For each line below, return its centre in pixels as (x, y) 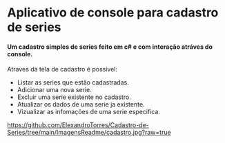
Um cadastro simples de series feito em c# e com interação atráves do (110, 47)
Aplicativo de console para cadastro (113, 13)
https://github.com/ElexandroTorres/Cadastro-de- (78, 125)
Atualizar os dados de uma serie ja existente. (81, 104)
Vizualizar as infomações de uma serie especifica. (89, 112)
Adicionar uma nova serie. (54, 90)
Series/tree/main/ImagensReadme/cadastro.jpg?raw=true (89, 133)
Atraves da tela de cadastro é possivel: (62, 69)
